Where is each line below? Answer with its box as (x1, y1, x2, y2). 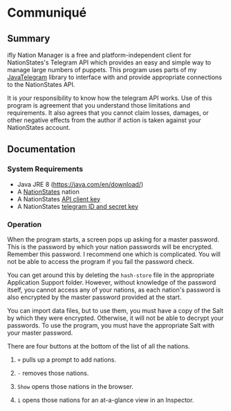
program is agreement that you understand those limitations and (7, 101, 190, 109)
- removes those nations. (17, 369, 89, 377)
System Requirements (7, 165, 84, 174)
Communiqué (7, 5, 87, 21)
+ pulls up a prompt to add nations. (17, 355, 116, 364)
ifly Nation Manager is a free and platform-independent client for (7, 51, 192, 59)
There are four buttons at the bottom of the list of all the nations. (7, 342, 190, 350)
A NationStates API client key (17, 194, 101, 203)
